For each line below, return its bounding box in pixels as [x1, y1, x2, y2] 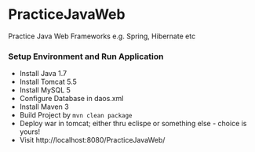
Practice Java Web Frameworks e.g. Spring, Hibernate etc [8, 31, 196, 41]
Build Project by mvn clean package [19, 110, 133, 120]
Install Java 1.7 [19, 69, 67, 78]
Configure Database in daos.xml [19, 94, 124, 103]
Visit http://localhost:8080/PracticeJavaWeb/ [19, 136, 166, 145]
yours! [19, 127, 41, 136]
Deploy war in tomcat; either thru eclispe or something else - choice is [19, 119, 247, 128]
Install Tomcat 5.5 [19, 77, 77, 87]
